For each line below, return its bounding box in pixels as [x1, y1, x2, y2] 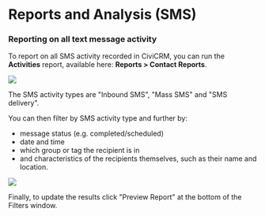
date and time [19, 137, 65, 147]
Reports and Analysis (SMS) [8, 6, 197, 24]
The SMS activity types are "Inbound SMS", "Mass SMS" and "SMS [8, 90, 228, 99]
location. [19, 162, 49, 172]
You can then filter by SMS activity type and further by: [8, 114, 188, 123]
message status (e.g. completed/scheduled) [19, 128, 165, 139]
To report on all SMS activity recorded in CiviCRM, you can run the [8, 51, 225, 61]
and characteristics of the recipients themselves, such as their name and [19, 154, 257, 163]
